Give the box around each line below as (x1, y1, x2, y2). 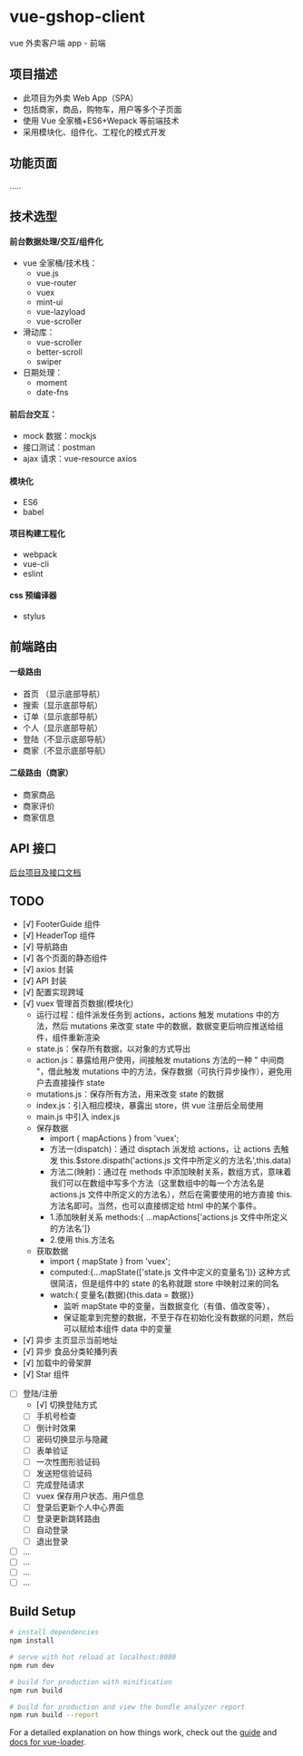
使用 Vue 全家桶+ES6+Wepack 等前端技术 (22, 115, 180, 126)
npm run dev (9, 1661, 54, 1670)
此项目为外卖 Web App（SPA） (22, 93, 139, 103)
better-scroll (35, 346, 83, 357)
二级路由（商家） (9, 767, 73, 778)
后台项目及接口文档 (9, 866, 82, 877)
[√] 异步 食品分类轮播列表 (22, 1346, 118, 1357)
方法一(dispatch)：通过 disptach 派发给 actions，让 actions (49, 1144, 271, 1155)
